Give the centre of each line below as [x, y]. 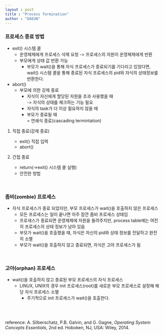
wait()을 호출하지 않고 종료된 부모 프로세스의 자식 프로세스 [68, 280]
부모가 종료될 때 [42, 114]
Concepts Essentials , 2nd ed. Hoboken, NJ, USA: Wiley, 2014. [67, 328]
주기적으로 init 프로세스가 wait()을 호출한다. [68, 298]
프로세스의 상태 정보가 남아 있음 [55, 226]
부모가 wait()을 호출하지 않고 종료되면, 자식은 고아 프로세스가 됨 [80, 245]
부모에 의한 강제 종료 [39, 90]
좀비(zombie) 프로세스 [31, 197]
